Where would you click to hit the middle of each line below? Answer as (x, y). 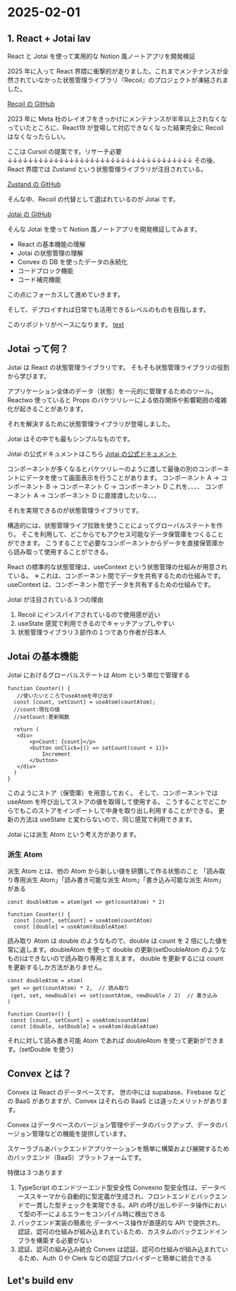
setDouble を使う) (47, 1049)
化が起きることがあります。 (47, 409)
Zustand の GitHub (34, 184)
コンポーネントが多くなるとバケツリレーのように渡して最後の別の (103, 469)
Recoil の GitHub (31, 104)
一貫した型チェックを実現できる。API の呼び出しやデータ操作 (119, 1205)
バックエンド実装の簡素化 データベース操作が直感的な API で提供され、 (120, 1222)
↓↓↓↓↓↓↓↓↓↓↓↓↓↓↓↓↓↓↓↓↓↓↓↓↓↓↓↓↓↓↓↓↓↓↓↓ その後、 (113, 160)
